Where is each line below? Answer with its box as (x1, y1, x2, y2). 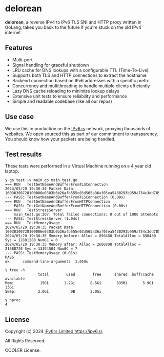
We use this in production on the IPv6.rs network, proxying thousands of (5, 125, 151, 131)
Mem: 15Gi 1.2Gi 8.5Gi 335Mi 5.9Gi (5, 281, 154, 286)
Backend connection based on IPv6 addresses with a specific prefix (12, 77, 149, 83)
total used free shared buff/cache (38, 272, 154, 277)
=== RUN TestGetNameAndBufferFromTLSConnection (5, 182, 108, 187)
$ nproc (5, 298, 21, 303)
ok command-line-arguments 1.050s (5, 259, 89, 264)
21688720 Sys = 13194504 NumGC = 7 (5, 246, 78, 251)
